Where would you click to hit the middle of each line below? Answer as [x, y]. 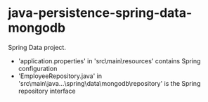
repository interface [47, 91]
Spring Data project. [37, 47]
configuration [38, 68]
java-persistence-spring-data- [100, 13]
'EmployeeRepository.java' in [60, 76]
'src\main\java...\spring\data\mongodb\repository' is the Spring [109, 83]
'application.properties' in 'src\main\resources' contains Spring [109, 60]
